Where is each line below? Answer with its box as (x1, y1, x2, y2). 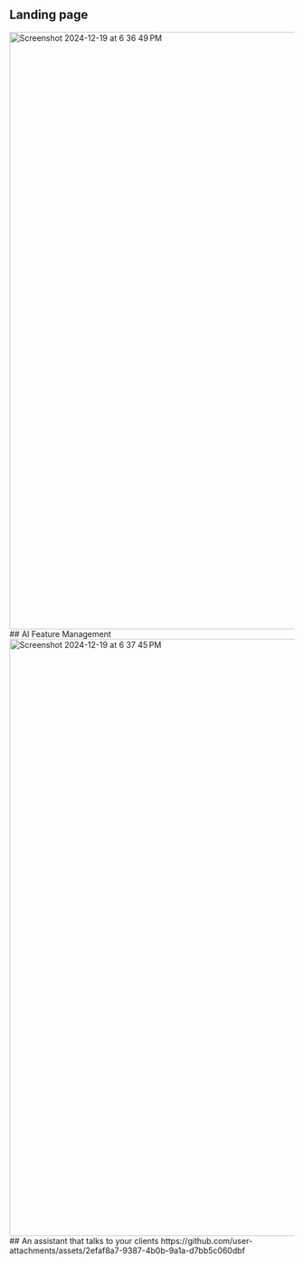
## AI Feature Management (9, 628, 111, 639)
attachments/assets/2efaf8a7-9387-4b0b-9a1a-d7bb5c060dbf (9, 1245, 246, 1256)
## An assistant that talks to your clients (9, 1235, 159, 1246)
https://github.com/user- (160, 1235, 253, 1246)
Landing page (9, 7, 89, 23)
